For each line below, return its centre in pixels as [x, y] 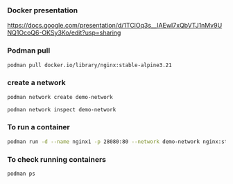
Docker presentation [43, 10]
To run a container [39, 127]
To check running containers [57, 159]
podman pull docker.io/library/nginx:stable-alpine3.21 [89, 65]
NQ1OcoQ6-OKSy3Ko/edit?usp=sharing [64, 33]
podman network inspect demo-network [62, 109]
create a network [36, 83]
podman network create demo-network [60, 97]
